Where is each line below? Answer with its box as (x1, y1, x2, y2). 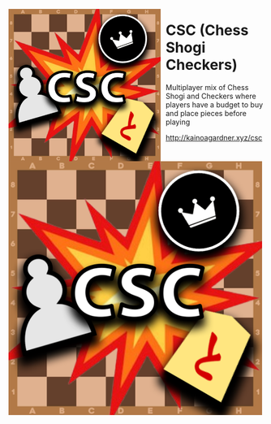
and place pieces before (166, 108, 247, 118)
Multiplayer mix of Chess (166, 82, 249, 92)
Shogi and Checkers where (166, 91, 257, 101)
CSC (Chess (166, 21, 249, 40)
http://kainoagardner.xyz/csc (166, 132, 263, 142)
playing (166, 117, 191, 127)
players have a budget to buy (166, 99, 264, 110)
